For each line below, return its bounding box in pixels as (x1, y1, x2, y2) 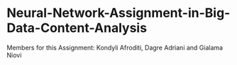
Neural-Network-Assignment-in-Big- (6, 5, 231, 21)
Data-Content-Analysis (6, 20, 147, 36)
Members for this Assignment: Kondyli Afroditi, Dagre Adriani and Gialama (6, 43, 224, 52)
